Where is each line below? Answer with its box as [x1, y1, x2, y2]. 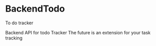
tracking [5, 35, 23, 41]
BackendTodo [5, 3, 65, 15]
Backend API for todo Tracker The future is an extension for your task [5, 29, 151, 35]
